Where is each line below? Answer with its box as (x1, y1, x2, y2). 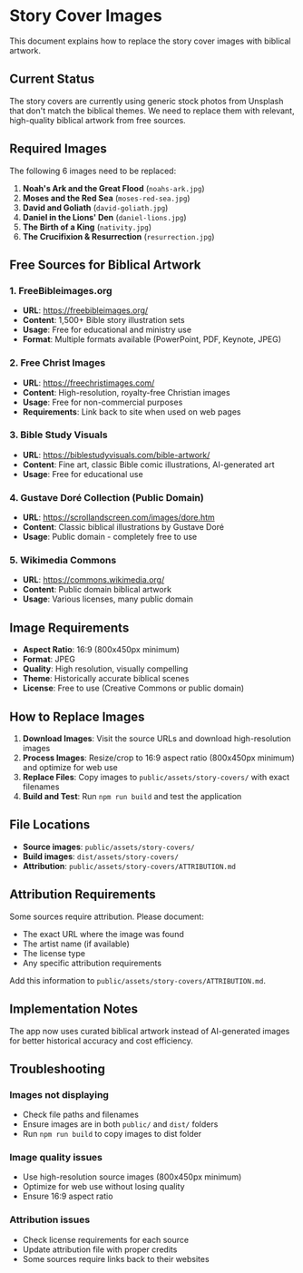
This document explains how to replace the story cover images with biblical (9, 35, 292, 46)
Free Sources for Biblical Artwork (9, 257, 201, 272)
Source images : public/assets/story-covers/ (22, 841, 195, 852)
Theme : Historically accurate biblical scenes (22, 673, 190, 684)
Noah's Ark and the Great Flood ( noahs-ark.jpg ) (22, 182, 206, 193)
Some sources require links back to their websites (22, 1253, 210, 1264)
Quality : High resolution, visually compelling (22, 663, 189, 674)
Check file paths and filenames (22, 1109, 139, 1121)
